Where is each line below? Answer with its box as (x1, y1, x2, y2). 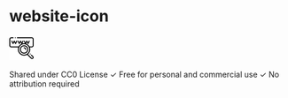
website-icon (9, 6, 109, 26)
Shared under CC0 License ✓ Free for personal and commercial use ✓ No (9, 69, 280, 79)
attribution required (9, 78, 80, 89)
